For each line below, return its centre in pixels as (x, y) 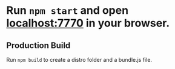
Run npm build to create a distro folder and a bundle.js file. (79, 60)
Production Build (38, 45)
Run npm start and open (68, 10)
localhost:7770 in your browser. (88, 23)
